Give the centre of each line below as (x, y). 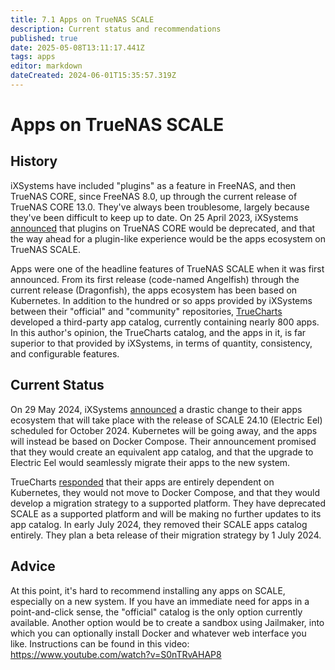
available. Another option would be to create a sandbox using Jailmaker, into (167, 622)
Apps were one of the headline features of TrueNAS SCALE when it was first (167, 268)
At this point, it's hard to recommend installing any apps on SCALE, (148, 590)
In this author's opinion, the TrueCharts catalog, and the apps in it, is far (158, 332)
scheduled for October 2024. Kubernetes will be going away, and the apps (164, 430)
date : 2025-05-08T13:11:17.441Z (77, 47)
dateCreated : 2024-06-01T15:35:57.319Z (93, 76)
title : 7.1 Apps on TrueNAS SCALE (82, 19)
